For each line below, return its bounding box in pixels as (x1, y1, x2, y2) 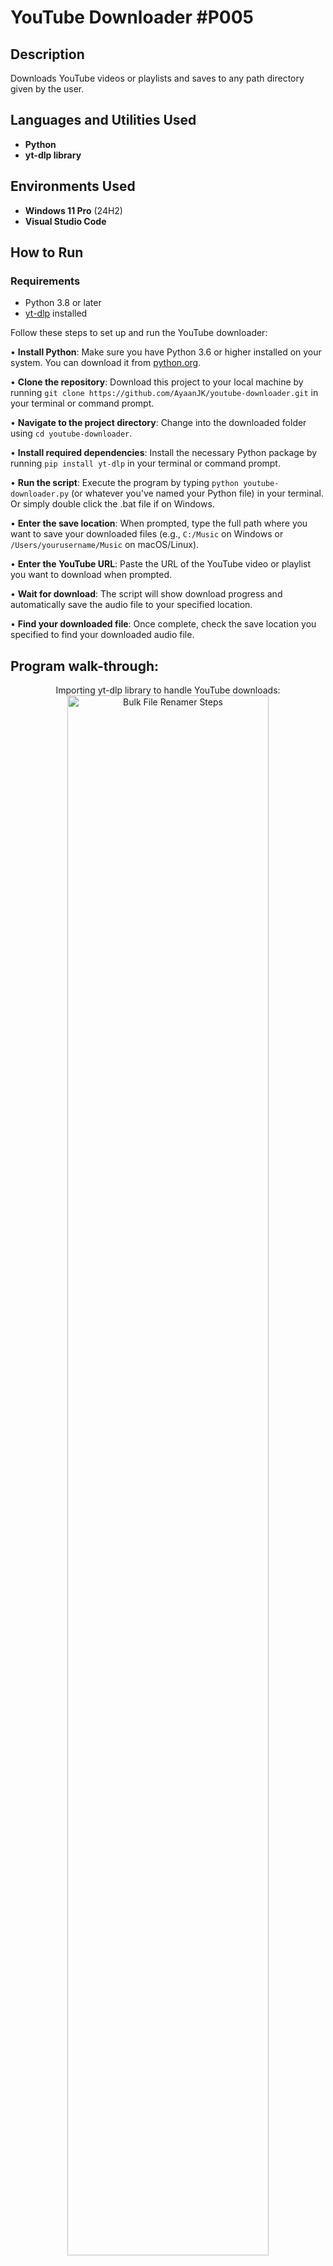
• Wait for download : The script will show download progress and (10, 588, 283, 600)
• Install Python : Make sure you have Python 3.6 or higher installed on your (10, 346, 322, 358)
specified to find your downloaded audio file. (10, 629, 195, 641)
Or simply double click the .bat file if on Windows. (10, 498, 215, 510)
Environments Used (10, 178, 136, 195)
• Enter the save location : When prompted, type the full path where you (10, 517, 308, 530)
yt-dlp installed (24, 307, 88, 320)
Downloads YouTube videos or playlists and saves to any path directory (10, 72, 305, 84)
